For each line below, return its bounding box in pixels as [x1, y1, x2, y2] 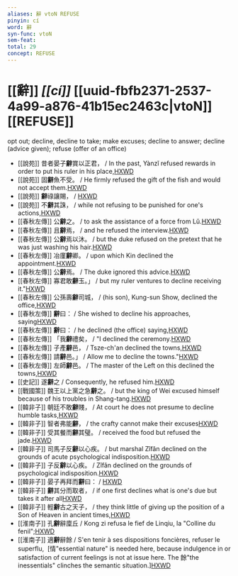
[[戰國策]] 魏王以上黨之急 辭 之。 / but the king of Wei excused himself [17, 386, 220, 394]
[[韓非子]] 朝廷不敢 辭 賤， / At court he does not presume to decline [17, 402, 215, 411]
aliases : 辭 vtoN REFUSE [7, 10, 80, 18]
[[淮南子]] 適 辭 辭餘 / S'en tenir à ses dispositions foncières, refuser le [17, 535, 221, 543]
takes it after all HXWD [17, 494, 82, 502]
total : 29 [7, 43, 37, 50]
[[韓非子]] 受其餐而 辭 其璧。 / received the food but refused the [17, 428, 201, 436]
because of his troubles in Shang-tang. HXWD [17, 394, 151, 403]
